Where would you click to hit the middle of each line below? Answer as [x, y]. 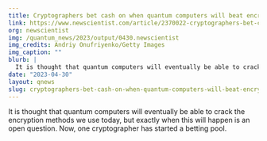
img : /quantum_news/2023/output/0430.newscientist [94, 38]
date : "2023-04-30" [41, 74]
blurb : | [23, 60]
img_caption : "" [35, 52]
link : [17, 23]
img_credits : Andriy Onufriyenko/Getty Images [87, 45]
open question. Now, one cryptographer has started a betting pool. [118, 128]
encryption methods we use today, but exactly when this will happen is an [129, 120]
